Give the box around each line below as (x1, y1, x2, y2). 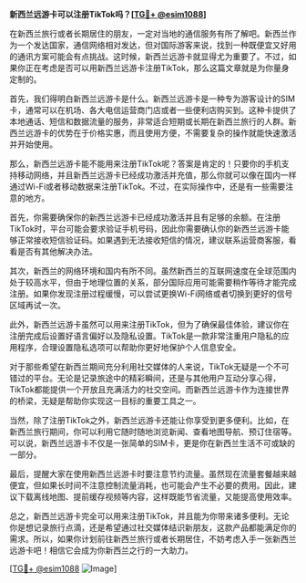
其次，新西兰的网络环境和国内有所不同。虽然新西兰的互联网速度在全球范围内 (9, 265, 297, 276)
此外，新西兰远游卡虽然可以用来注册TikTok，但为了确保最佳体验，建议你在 (9, 319, 290, 329)
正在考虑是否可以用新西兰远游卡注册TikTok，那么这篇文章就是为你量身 (25, 63, 290, 73)
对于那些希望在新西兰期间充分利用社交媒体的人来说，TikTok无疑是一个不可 (9, 361, 290, 372)
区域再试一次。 (9, 300, 66, 310)
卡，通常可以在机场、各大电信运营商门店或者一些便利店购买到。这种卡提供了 (9, 105, 297, 115)
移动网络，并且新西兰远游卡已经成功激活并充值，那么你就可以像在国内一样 (16, 170, 297, 181)
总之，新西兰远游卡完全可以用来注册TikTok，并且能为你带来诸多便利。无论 (9, 511, 290, 521)
